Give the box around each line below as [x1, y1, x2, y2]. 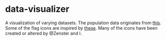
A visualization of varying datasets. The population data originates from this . [5, 20, 162, 26]
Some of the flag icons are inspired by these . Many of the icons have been [5, 25, 158, 31]
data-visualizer [5, 3, 70, 15]
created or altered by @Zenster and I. [5, 30, 82, 36]
